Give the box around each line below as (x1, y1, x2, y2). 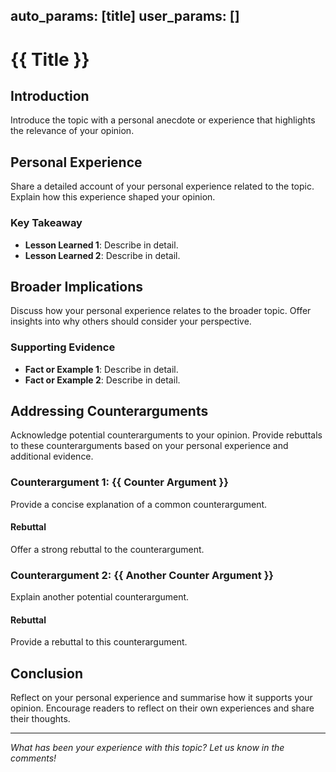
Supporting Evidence (10, 340, 116, 354)
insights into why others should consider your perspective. (10, 315, 252, 328)
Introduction (10, 87, 90, 104)
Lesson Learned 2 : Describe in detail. (24, 249, 181, 261)
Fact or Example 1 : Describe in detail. (24, 363, 179, 375)
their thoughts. (10, 713, 71, 725)
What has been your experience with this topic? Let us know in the (10, 742, 285, 754)
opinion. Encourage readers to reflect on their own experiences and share (10, 702, 315, 714)
